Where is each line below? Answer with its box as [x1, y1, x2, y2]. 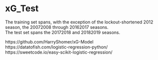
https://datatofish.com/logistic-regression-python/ [5, 44, 108, 50]
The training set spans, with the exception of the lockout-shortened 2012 [5, 19, 154, 25]
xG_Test [5, 3, 39, 14]
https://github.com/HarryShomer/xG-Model [5, 39, 94, 44]
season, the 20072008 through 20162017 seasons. [5, 24, 109, 30]
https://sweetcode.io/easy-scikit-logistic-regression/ [5, 49, 113, 55]
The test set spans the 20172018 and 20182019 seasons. [5, 29, 120, 35]
